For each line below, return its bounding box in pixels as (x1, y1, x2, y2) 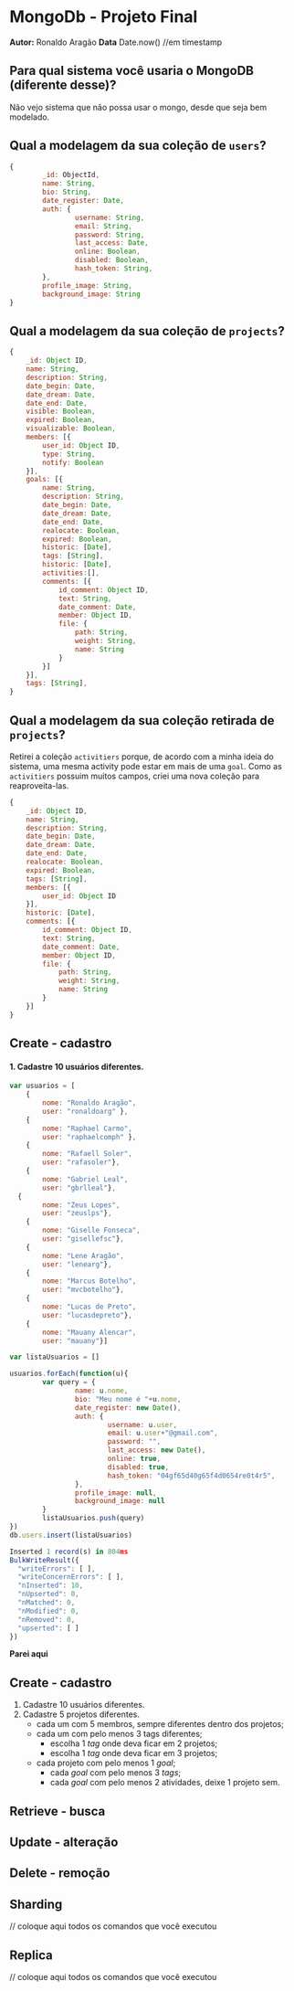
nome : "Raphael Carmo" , (42, 1124, 132, 1133)
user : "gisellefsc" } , (42, 1234, 125, 1244)
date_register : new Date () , (74, 1403, 182, 1413)
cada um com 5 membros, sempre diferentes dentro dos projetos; (36, 1719, 285, 1730)
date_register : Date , (42, 196, 125, 206)
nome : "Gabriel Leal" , (42, 1174, 129, 1184)
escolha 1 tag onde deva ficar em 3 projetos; (49, 1748, 218, 1759)
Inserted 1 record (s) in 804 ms (9, 1547, 129, 1556)
